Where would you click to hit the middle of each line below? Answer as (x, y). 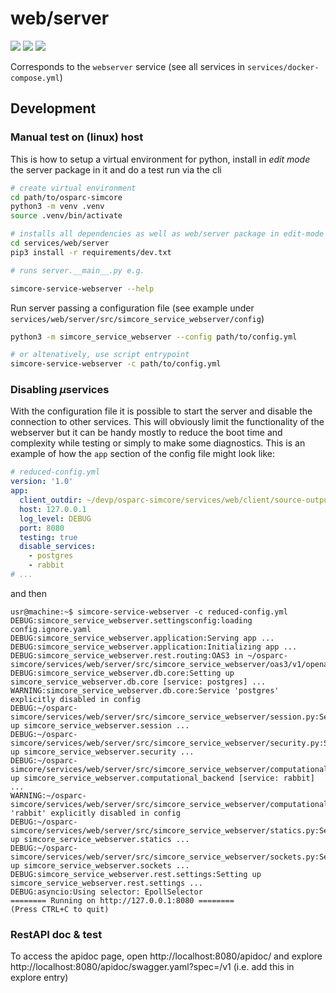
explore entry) (39, 978)
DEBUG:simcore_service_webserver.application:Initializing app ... (154, 647)
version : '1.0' (42, 482)
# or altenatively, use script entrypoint (100, 355)
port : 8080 (42, 528)
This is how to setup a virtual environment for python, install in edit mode (160, 159)
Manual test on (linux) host (77, 137)
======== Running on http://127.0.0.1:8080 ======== (122, 900)
